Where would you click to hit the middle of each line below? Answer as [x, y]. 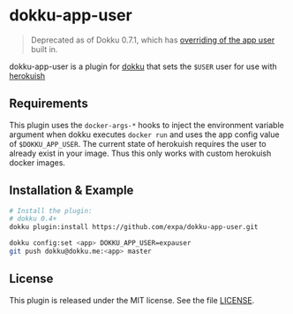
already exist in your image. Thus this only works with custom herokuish [140, 153]
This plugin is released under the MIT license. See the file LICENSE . [132, 300]
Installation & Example [71, 191]
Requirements [49, 104]
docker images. [38, 162]
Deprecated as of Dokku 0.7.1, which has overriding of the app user [153, 40]
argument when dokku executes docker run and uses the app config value [144, 134]
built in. [44, 49]
